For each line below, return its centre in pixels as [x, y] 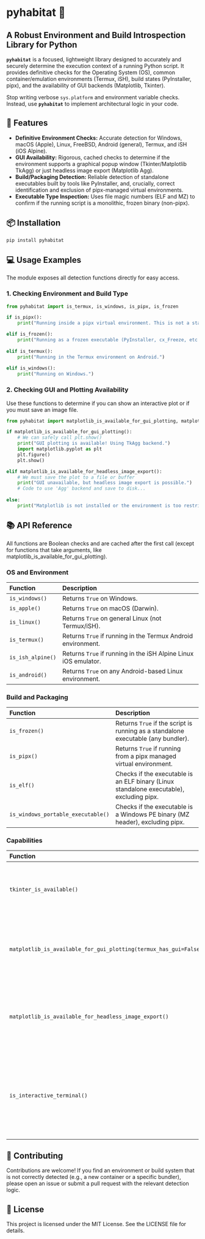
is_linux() [25, 622]
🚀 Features [27, 123]
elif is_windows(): [31, 368]
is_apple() [25, 608]
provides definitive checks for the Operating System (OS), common [91, 72]
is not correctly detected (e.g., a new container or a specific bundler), [94, 1177]
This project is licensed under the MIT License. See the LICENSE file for [96, 1224]
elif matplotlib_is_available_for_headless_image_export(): [85, 471]
